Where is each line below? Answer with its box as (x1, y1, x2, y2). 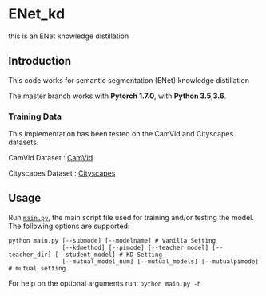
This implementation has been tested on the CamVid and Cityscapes (8, 129, 234, 139)
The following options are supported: (8, 221, 130, 231)
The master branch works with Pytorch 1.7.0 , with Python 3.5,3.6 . (8, 91, 227, 101)
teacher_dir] (8, 251, 52, 259)
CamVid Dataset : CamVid (8, 153, 93, 163)
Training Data (8, 111, 62, 122)
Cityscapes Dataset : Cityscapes (8, 168, 116, 178)
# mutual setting (8, 264, 66, 272)
